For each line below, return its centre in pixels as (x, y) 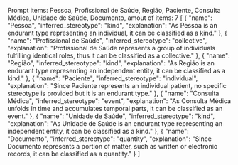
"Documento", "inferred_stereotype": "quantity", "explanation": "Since (109, 139)
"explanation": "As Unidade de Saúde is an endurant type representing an (115, 123)
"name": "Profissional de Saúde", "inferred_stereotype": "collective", (107, 41)
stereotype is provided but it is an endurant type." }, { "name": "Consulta (113, 93)
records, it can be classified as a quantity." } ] (74, 154)
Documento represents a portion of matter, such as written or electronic (113, 146)
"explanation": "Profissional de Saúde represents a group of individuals (111, 48)
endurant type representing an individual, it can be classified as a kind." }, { (117, 33)
